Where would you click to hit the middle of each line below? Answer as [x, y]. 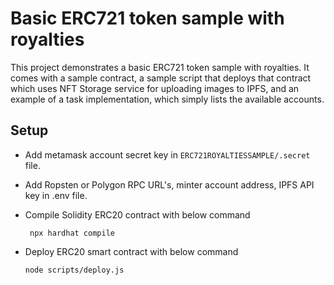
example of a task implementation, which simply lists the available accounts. [167, 99]
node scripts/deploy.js [74, 270]
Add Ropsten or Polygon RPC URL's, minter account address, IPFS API [169, 184]
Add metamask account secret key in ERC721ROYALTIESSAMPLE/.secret [167, 154]
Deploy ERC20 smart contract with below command [131, 251]
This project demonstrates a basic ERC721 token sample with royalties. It [160, 67]
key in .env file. [56, 195]
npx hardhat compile [72, 233]
